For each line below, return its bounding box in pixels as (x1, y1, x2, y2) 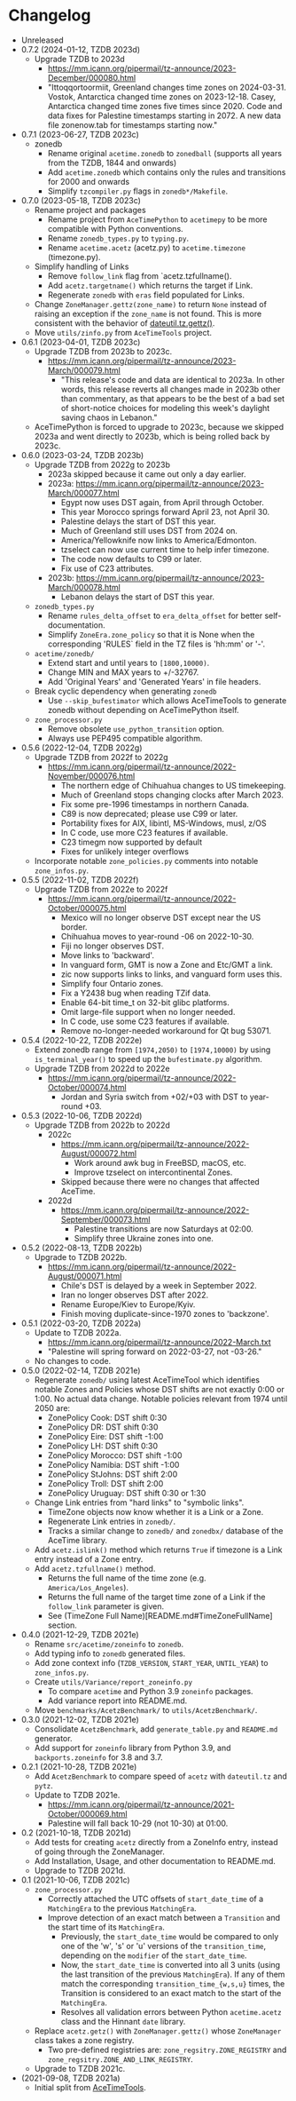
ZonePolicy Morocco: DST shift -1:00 (47, 1449, 183, 1461)
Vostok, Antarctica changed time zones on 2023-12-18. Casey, (47, 91, 277, 102)
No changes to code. (34, 1355, 112, 1366)
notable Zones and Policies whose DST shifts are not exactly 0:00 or (34, 1383, 285, 1394)
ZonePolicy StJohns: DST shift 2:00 (47, 1469, 178, 1479)
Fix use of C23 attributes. (60, 563, 154, 574)
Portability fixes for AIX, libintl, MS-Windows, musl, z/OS (60, 818, 267, 829)
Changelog (8, 5, 91, 26)
